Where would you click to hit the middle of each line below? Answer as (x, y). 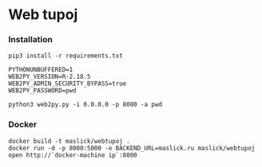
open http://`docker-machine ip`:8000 (73, 155)
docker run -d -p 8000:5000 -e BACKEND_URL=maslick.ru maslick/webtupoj (132, 148)
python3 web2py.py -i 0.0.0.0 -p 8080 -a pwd (85, 105)
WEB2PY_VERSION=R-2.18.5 (50, 77)
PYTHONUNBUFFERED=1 (41, 70)
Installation (31, 40)
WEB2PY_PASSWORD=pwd (43, 91)
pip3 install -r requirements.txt (66, 56)
